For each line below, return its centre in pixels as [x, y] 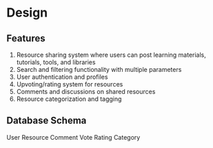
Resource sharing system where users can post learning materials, [111, 55]
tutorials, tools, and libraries [56, 62]
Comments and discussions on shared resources [86, 92]
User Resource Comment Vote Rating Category [73, 137]
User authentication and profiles [62, 77]
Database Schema [47, 121]
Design [27, 13]
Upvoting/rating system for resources [70, 84]
